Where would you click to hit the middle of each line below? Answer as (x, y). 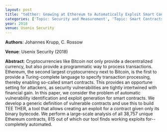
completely (17, 125)
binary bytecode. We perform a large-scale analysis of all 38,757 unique (79, 114)
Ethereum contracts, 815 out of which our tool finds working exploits (75, 119)
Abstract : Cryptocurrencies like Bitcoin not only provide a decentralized (79, 61)
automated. (41, 125)
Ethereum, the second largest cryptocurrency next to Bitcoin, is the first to (81, 72)
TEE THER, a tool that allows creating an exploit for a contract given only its (82, 109)
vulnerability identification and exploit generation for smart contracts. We (80, 98)
